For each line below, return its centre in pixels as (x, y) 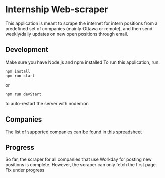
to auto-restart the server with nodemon (47, 103)
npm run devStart (23, 94)
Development (27, 50)
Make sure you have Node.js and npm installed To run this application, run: (82, 62)
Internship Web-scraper (57, 9)
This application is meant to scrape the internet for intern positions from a (81, 23)
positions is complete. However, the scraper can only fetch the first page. (81, 165)
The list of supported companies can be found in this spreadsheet (74, 132)
